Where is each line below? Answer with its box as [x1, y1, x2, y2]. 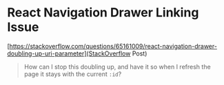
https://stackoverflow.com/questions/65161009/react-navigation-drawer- [9, 42, 217, 50]
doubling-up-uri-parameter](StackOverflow [7, 49, 131, 58]
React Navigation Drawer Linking [7, 5, 199, 21]
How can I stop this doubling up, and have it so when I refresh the [23, 62, 212, 71]
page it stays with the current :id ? [23, 70, 122, 78]
